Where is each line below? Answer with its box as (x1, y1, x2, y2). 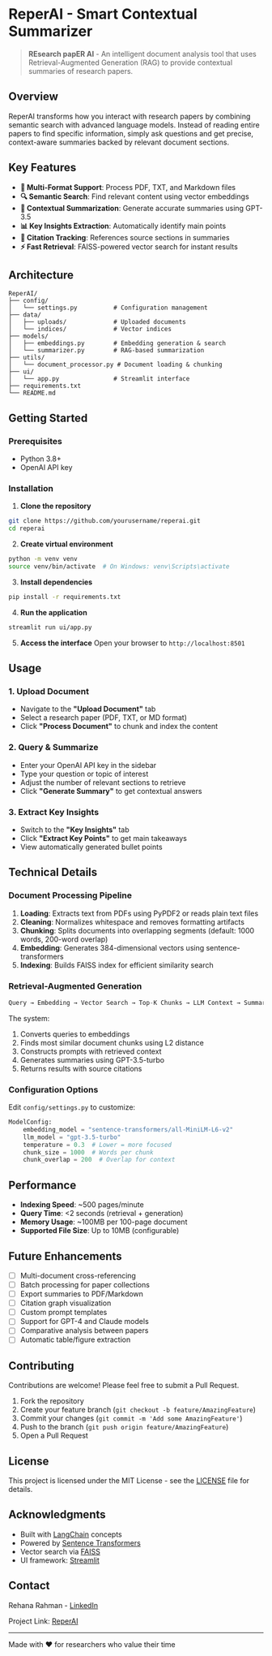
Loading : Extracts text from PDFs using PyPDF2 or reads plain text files (19, 908, 259, 918)
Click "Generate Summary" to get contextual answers (19, 786, 202, 796)
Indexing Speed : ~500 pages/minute (19, 1200, 144, 1210)
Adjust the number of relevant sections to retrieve (19, 777, 186, 787)
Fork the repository (19, 1396, 85, 1406)
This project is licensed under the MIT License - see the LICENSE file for (8, 1476, 249, 1486)
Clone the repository (19, 501, 91, 511)
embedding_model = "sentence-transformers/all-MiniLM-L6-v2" (23, 1125, 233, 1133)
